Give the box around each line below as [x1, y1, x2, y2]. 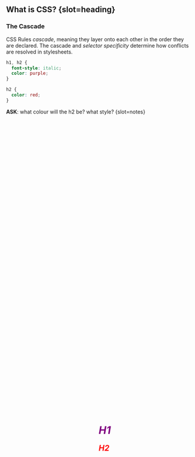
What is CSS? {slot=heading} [6, 5, 116, 15]
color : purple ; [11, 71, 49, 76]
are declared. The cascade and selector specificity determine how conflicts [6, 42, 189, 49]
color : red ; [11, 92, 41, 98]
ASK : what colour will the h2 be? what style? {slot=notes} [6, 108, 146, 115]
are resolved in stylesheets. [6, 48, 73, 55]
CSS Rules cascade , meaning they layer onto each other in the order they [6, 35, 184, 43]
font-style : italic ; [11, 65, 62, 71]
